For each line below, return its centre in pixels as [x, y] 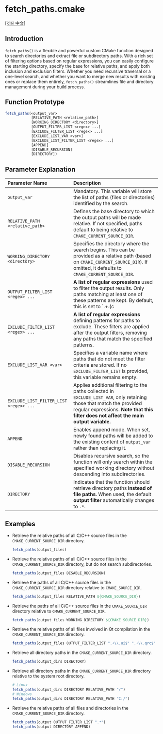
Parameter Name [27, 183]
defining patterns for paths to [107, 320]
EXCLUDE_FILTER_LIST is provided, [111, 371]
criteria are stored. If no [100, 365]
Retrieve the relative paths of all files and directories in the [70, 708]
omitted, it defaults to [98, 268]
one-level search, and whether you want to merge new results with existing [80, 76]
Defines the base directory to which [114, 212]
